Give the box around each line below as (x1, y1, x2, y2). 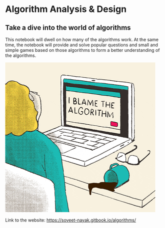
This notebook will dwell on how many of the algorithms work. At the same (5, 36, 159, 42)
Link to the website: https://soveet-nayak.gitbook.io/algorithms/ (5, 217, 136, 223)
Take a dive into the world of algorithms (5, 23, 131, 32)
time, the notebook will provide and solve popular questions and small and (5, 42, 158, 48)
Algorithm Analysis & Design (5, 3, 127, 15)
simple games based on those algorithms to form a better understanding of (5, 47, 160, 53)
